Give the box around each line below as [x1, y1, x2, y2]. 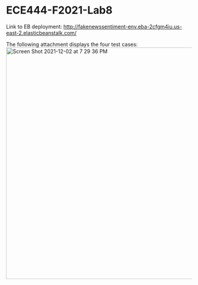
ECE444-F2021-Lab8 [6, 4, 113, 17]
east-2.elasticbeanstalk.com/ [6, 29, 77, 36]
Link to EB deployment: [6, 23, 62, 30]
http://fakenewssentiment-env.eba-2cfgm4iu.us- [63, 23, 183, 30]
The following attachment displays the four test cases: [6, 41, 138, 48]
